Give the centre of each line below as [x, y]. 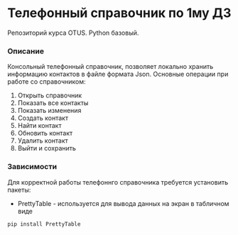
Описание [26, 51]
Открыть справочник [50, 95]
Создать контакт [43, 118]
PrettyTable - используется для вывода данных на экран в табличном [123, 203]
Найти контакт [39, 126]
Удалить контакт [43, 141]
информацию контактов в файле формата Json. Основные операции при [118, 74]
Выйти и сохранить [47, 148]
